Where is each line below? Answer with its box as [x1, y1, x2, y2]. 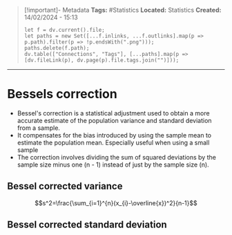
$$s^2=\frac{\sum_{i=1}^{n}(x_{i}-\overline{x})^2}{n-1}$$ [34, 198, 198, 207]
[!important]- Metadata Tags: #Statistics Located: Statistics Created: [23, 6, 222, 14]
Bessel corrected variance [7, 180, 123, 192]
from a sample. [17, 124, 61, 132]
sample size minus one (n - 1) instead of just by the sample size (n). [17, 160, 209, 169]
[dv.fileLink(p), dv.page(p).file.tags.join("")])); [23, 57, 180, 64]
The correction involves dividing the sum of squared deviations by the [17, 153, 216, 161]
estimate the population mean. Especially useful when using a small [17, 138, 210, 147]
